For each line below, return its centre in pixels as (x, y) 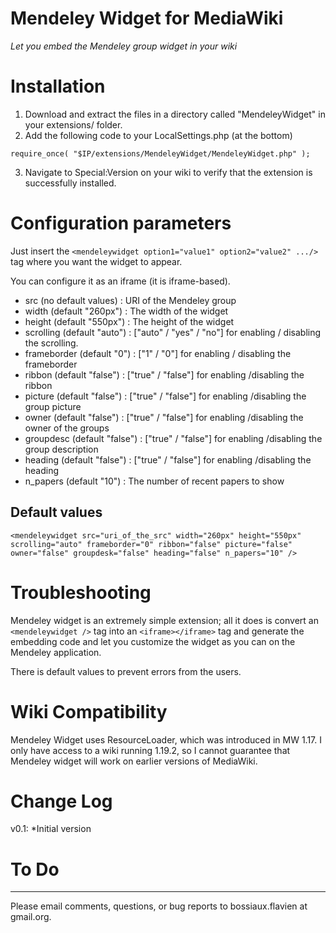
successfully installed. (70, 183)
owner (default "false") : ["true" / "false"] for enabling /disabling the (164, 417)
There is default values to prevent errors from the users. (126, 671)
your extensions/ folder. (73, 124)
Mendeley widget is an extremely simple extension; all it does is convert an (164, 620)
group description (61, 449)
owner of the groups (67, 428)
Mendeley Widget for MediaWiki (147, 18)
